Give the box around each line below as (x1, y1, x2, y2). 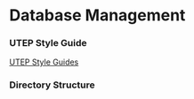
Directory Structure (9, 79, 95, 91)
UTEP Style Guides (9, 57, 79, 67)
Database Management (9, 5, 186, 26)
